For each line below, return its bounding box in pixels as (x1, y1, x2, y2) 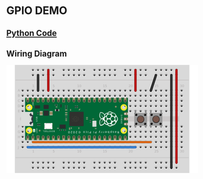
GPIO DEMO (6, 4, 68, 18)
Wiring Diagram (6, 48, 67, 58)
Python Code (6, 28, 57, 38)
